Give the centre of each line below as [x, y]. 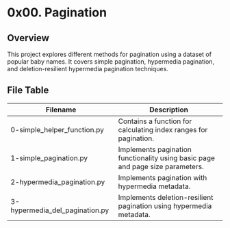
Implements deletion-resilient [166, 197]
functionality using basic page [167, 157]
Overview [28, 38]
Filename [61, 110]
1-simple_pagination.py [49, 157]
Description [169, 110]
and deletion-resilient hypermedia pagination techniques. [88, 69]
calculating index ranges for [163, 129]
